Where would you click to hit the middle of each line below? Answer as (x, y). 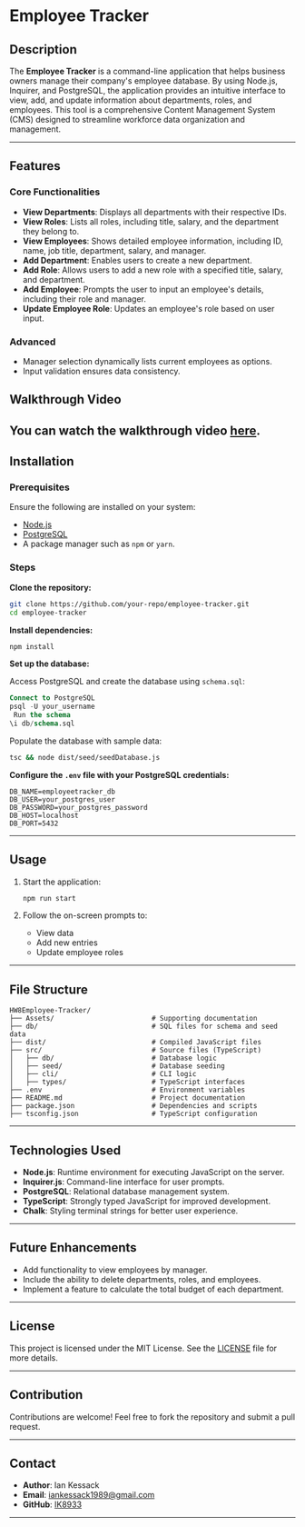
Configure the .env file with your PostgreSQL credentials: (119, 774)
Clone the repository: (50, 587)
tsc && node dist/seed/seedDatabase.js (85, 757)
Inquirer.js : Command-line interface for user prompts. (123, 1182)
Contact (33, 1463)
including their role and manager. (84, 299)
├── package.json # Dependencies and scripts (133, 1106)
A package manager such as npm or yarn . (98, 544)
